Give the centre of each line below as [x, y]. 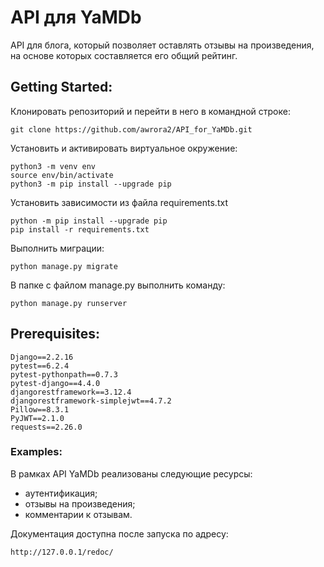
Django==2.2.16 [42, 357]
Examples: [36, 452]
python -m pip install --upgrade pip [89, 221]
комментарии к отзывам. [78, 514]
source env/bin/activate [62, 175]
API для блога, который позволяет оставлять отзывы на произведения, [162, 45]
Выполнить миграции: [57, 248]
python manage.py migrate [64, 266]
